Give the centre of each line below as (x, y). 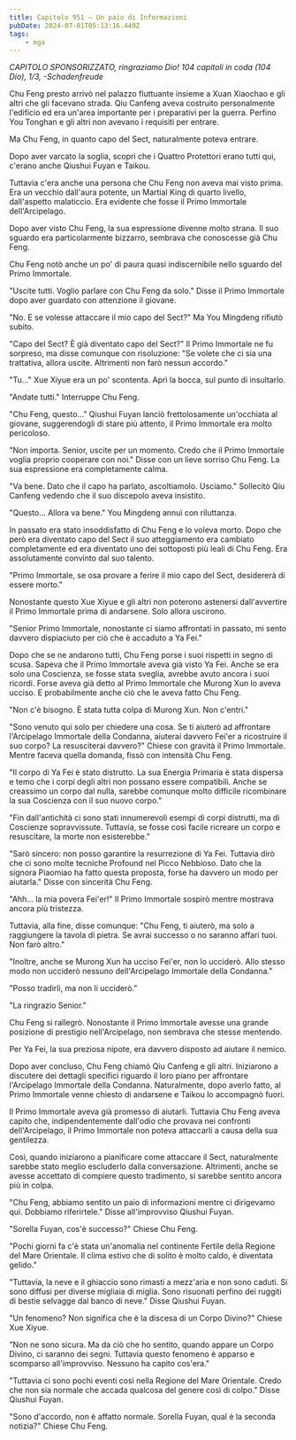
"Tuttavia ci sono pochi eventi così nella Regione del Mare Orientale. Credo (145, 1381)
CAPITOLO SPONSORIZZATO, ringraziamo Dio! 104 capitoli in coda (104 (140, 67)
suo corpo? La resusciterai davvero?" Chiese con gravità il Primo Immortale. (147, 746)
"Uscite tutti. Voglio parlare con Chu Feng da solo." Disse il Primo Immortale (147, 291)
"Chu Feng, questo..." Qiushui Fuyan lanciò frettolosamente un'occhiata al (144, 414)
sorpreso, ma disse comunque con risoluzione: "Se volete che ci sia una (140, 353)
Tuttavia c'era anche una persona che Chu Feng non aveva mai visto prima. (146, 183)
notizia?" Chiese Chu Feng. (59, 1426)
